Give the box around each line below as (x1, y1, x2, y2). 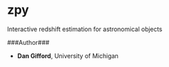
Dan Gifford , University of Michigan (17, 51, 119, 60)
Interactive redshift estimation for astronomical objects (7, 25, 163, 33)
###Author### (7, 38, 50, 46)
